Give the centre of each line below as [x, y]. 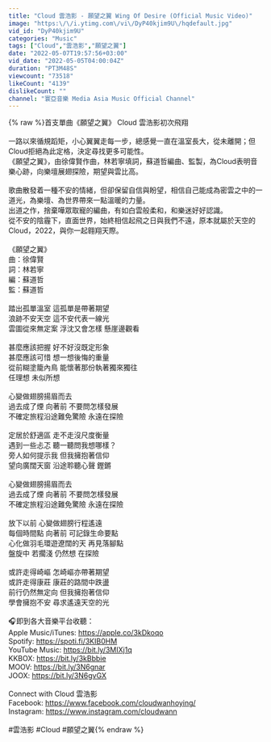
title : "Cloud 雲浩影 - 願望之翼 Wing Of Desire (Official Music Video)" [131, 16]
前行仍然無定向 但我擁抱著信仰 [59, 592]
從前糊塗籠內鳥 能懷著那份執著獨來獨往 [73, 368]
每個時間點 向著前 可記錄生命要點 [63, 533]
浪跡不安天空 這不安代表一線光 [59, 318]
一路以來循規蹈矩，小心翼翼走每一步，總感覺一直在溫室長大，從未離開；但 [132, 141]
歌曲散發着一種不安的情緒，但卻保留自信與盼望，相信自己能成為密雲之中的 [132, 190]
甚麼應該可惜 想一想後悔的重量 [59, 357]
